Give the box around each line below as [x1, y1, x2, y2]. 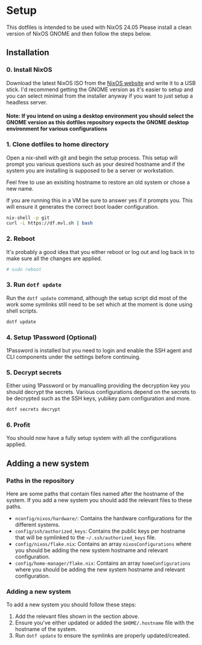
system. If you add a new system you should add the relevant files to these [6, 497, 192, 504]
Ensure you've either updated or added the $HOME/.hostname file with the [14, 619, 194, 626]
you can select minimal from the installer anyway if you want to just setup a [6, 92, 193, 100]
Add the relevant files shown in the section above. [14, 613, 140, 620]
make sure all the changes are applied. [6, 255, 103, 262]
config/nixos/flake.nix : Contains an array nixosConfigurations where [14, 541, 192, 548]
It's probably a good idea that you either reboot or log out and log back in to [6, 248, 195, 255]
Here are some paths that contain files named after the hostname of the [6, 490, 185, 498]
